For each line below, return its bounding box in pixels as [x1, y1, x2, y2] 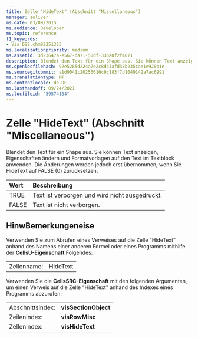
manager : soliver [6, 14, 49, 20]
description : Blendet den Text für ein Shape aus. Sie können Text [6, 58, 176, 64]
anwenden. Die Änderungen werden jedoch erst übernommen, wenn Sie [6, 160, 181, 168]
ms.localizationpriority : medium [6, 47, 88, 53]
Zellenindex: [9, 322, 43, 330]
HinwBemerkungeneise [6, 221, 94, 231]
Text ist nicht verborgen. [32, 201, 100, 209]
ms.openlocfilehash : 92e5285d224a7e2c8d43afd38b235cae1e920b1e [6, 63, 165, 70]
